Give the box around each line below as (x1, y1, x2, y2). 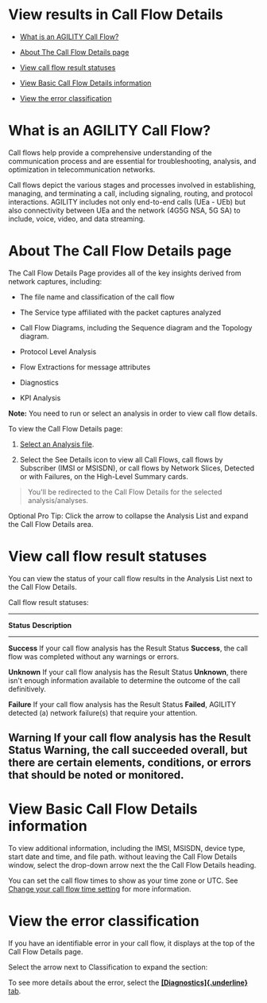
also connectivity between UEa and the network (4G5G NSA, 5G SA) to (8, 205, 241, 215)
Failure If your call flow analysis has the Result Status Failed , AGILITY (8, 699, 237, 709)
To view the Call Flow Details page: (8, 423, 123, 433)
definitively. (8, 684, 46, 693)
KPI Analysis (19, 392, 61, 403)
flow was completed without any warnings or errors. (8, 651, 180, 662)
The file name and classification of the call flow (19, 292, 175, 302)
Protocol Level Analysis (19, 346, 97, 356)
